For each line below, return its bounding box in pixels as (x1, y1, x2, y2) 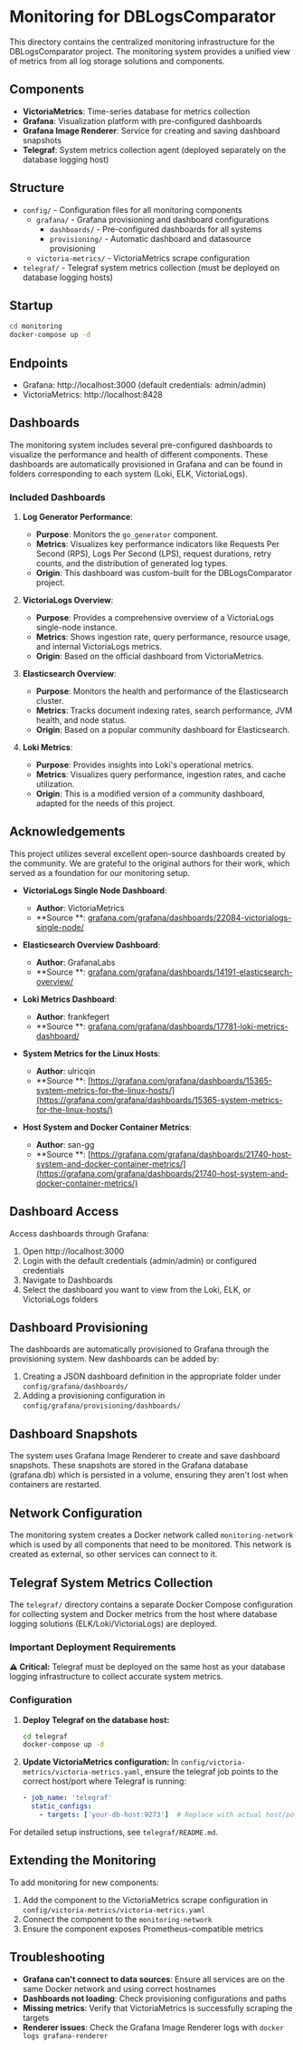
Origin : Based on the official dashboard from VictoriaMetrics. (35, 650, 264, 662)
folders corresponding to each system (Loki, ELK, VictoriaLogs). (9, 468, 249, 479)
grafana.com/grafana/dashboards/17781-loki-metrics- (87, 1021, 289, 1032)
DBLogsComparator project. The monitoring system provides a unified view (9, 45, 291, 56)
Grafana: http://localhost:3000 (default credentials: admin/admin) (22, 379, 267, 390)
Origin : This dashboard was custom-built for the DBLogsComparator (35, 568, 292, 579)
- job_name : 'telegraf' (22, 1794, 113, 1803)
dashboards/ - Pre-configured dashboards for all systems (49, 224, 262, 235)
